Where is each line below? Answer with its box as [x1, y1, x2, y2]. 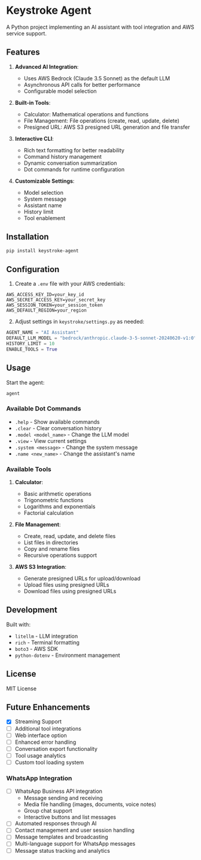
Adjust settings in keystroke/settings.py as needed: [14, 318, 145, 325]
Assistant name [23, 201, 62, 209]
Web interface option [14, 732, 67, 739]
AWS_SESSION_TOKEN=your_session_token [6, 302, 103, 309]
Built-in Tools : [14, 99, 51, 106]
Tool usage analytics [14, 752, 66, 759]
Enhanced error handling [14, 738, 77, 746]
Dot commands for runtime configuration [23, 165, 124, 173]
